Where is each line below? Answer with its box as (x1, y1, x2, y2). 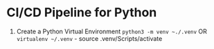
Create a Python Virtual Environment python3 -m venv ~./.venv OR (16, 27, 207, 35)
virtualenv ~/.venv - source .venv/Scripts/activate (16, 34, 163, 42)
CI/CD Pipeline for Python (6, 5, 157, 20)
